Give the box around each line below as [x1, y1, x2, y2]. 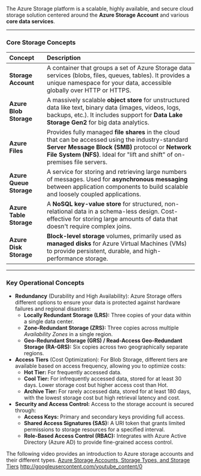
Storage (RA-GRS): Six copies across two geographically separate [23, 343, 188, 350]
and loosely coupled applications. [47, 190, 141, 199]
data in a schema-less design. [74, 208, 160, 216]
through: [14, 407, 36, 414]
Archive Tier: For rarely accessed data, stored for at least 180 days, [23, 387, 191, 395]
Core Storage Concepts [6, 38, 76, 47]
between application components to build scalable [47, 182, 188, 191]
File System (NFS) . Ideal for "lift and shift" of [47, 151, 173, 159]
